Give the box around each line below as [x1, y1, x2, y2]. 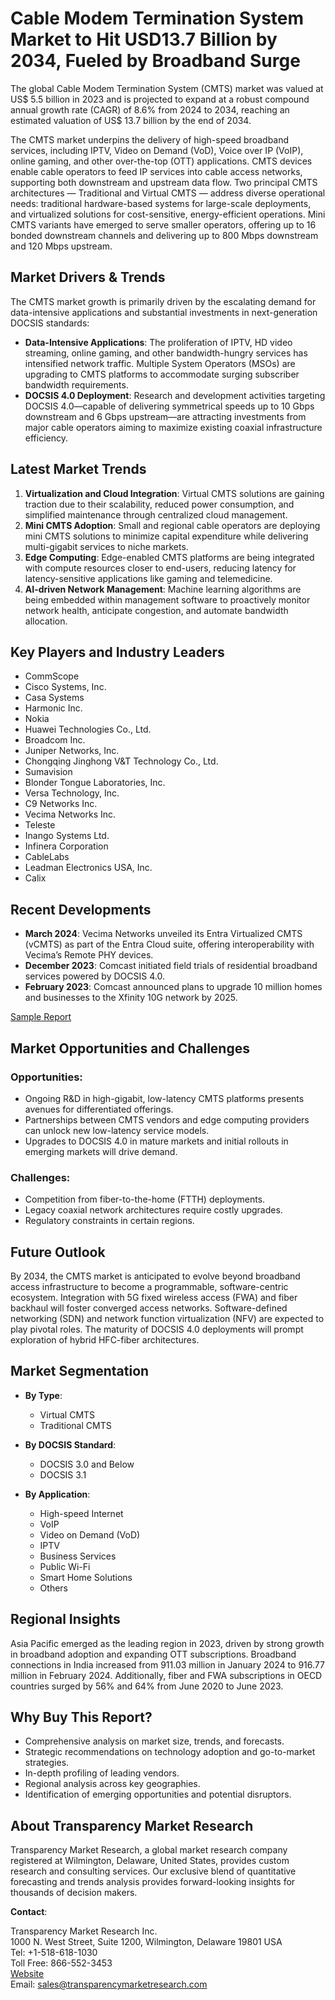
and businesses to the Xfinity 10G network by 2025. [24, 992, 238, 1004]
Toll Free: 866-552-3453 [10, 1957, 113, 1969]
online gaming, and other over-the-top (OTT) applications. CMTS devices [10, 155, 313, 167]
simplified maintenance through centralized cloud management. [24, 508, 288, 521]
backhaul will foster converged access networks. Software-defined [10, 1302, 288, 1314]
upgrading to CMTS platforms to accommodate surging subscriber [24, 368, 300, 380]
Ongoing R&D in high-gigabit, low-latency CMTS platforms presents [24, 1092, 305, 1104]
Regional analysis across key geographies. [24, 1778, 201, 1790]
